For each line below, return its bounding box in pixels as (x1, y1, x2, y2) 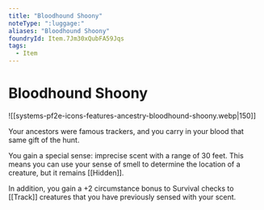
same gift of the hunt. (8, 135, 80, 145)
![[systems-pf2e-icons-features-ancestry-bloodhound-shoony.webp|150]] (8, 111, 257, 120)
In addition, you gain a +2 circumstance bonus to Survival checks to (8, 183, 234, 193)
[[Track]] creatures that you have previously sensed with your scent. (8, 191, 237, 202)
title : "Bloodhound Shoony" (8, 11, 103, 20)
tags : (8, 42, 27, 50)
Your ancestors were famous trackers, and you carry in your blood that (8, 126, 245, 136)
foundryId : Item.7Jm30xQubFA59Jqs (8, 34, 125, 43)
